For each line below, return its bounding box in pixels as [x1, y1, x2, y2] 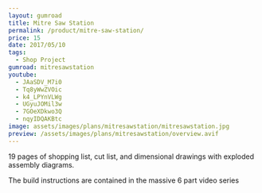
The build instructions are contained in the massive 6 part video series [8, 176, 240, 185]
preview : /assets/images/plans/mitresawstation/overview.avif [8, 129, 219, 137]
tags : [8, 48, 26, 56]
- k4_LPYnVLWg [15, 93, 62, 101]
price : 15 [8, 33, 41, 42]
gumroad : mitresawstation [8, 64, 94, 71]
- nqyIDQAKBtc [15, 115, 62, 123]
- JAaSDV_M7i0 [15, 78, 62, 86]
